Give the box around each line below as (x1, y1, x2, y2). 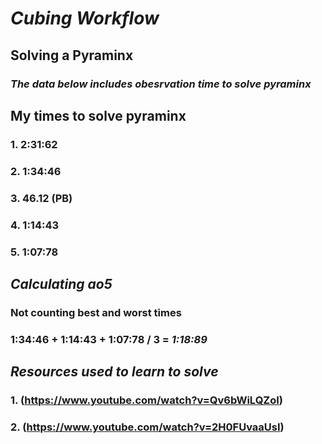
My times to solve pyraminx (10, 107, 187, 124)
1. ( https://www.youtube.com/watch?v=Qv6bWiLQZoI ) (10, 393, 284, 407)
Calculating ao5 (10, 275, 113, 292)
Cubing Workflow (10, 7, 160, 30)
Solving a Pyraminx (10, 47, 134, 64)
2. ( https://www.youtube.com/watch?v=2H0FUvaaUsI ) (10, 420, 285, 434)
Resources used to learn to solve (10, 363, 219, 381)
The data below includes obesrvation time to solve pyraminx (10, 77, 312, 91)
